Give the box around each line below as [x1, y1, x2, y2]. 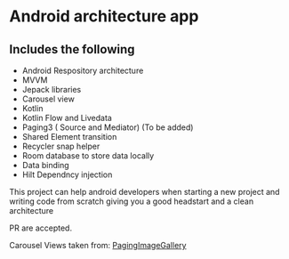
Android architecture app [9, 6, 199, 27]
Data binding [21, 160, 69, 170]
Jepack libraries [21, 85, 82, 94]
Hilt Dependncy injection [21, 169, 113, 180]
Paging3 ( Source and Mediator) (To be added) [21, 122, 194, 133]
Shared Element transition [21, 132, 117, 142]
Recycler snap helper [21, 141, 100, 151]
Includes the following [9, 42, 135, 57]
